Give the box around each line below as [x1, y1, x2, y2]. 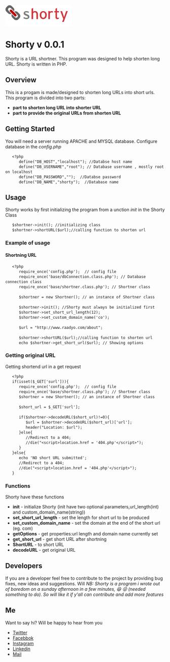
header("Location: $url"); [25, 425, 82, 430]
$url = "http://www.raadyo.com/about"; [18, 325, 103, 330]
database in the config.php [5, 143, 62, 149]
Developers [5, 562, 42, 570]
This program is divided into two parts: [5, 95, 86, 101]
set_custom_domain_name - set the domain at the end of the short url [12, 520, 160, 526]
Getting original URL [5, 352, 56, 359]
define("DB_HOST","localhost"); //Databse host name [18, 159, 133, 164]
